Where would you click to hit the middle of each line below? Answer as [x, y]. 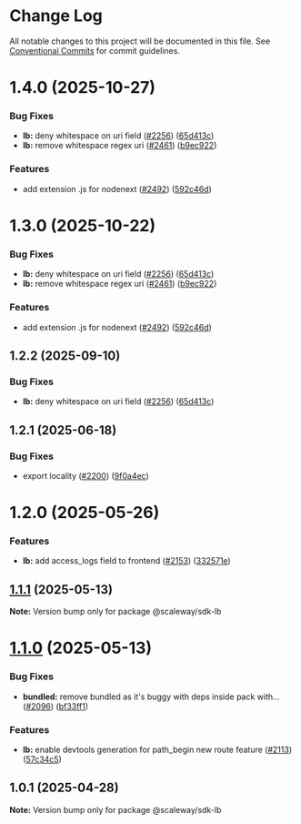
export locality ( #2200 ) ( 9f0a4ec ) [86, 475]
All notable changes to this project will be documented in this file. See [140, 41]
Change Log [56, 16]
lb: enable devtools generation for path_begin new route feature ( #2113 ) [157, 749]
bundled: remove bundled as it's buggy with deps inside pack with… [151, 697]
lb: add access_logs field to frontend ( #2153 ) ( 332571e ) [127, 561]
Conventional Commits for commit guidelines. [95, 50]
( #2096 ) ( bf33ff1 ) [55, 706]
